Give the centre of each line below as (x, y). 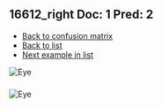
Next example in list (58, 54)
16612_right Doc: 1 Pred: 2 (81, 15)
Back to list (42, 45)
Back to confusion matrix (67, 35)
